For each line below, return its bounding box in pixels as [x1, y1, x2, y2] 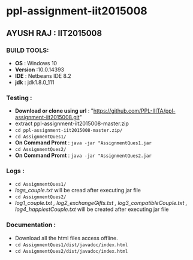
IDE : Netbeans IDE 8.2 [14, 72, 72, 79]
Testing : [6, 93, 32, 102]
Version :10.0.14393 [14, 66, 65, 73]
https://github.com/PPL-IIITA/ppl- [93, 107, 176, 114]
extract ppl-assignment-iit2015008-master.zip [14, 120, 129, 127]
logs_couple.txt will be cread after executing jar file [14, 187, 141, 194]
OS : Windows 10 [14, 59, 58, 66]
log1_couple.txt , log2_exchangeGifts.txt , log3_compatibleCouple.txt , [14, 199, 188, 207]
